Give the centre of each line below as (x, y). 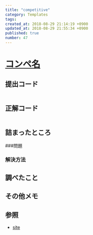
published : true (22, 33)
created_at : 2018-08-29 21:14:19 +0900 (47, 24)
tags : (11, 19)
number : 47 (16, 38)
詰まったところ (28, 133)
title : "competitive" (28, 10)
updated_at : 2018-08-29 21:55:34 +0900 (47, 29)
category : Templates (27, 15)
